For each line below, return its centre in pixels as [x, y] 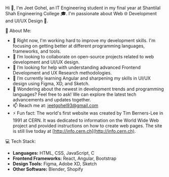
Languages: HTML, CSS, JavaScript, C [54, 153]
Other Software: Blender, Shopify [48, 169]
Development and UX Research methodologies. [62, 73]
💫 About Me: [18, 31]
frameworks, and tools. [37, 51]
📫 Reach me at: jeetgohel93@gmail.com [55, 105]
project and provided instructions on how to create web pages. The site [87, 126]
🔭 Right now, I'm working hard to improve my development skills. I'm [84, 40]
